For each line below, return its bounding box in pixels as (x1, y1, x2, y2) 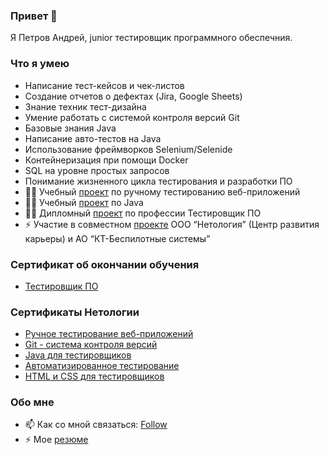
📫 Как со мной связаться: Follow (24, 419, 168, 431)
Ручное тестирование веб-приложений (24, 328, 194, 340)
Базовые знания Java (24, 122, 117, 134)
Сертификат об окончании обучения (10, 257, 200, 271)
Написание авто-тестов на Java (24, 132, 162, 144)
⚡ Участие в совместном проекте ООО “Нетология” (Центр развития (24, 218, 320, 230)
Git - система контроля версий (24, 339, 158, 351)
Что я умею (10, 57, 70, 71)
